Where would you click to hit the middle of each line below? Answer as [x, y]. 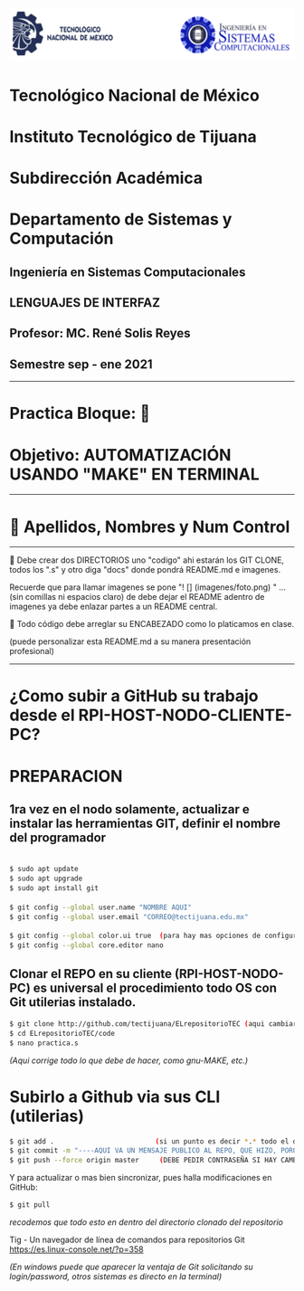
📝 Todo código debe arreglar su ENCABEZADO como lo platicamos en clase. [152, 624]
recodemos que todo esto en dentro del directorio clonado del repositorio [146, 1222]
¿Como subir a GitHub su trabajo [134, 696]
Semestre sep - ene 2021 [81, 364]
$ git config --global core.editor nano [87, 945]
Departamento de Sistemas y [121, 219]
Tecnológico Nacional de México [134, 95]
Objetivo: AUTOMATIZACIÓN [120, 455]
